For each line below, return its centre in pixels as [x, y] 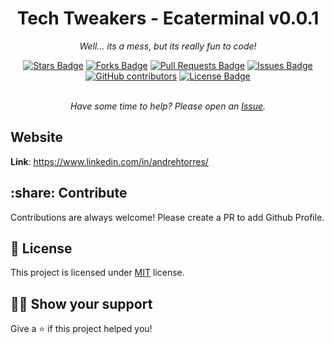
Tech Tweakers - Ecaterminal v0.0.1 [168, 18]
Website [36, 137]
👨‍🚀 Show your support [81, 303]
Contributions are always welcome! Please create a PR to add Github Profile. [167, 217]
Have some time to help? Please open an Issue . [168, 106]
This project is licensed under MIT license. [97, 273]
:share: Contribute [69, 193]
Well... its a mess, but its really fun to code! [168, 46]
